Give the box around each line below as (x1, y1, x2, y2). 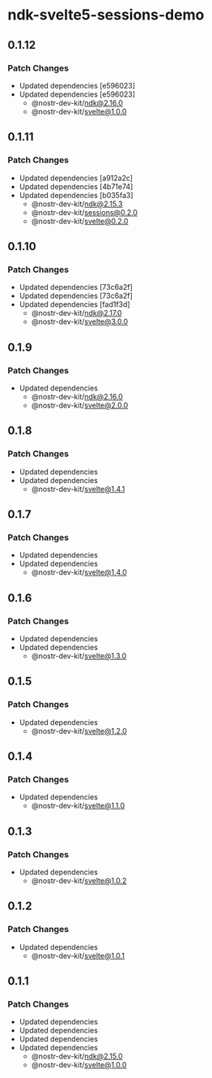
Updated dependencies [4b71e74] (19, 181, 134, 192)
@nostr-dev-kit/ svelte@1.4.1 (31, 484, 125, 494)
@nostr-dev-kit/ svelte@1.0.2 (31, 876, 127, 886)
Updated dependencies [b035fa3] (19, 190, 134, 200)
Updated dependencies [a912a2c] (19, 173, 134, 183)
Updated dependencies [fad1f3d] (19, 300, 130, 309)
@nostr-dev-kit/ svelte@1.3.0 (31, 651, 127, 661)
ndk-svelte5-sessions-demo (7, 6, 205, 24)
